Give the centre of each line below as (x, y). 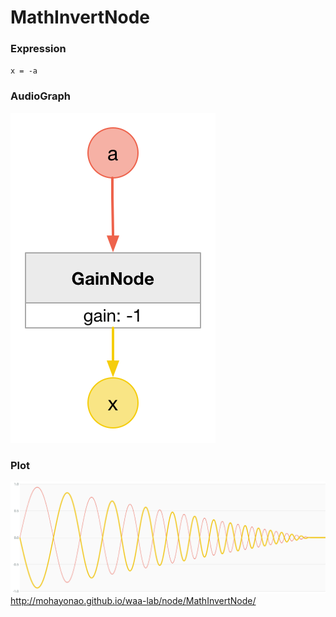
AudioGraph (40, 96)
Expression (38, 49)
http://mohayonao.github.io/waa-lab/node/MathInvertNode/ (133, 600)
